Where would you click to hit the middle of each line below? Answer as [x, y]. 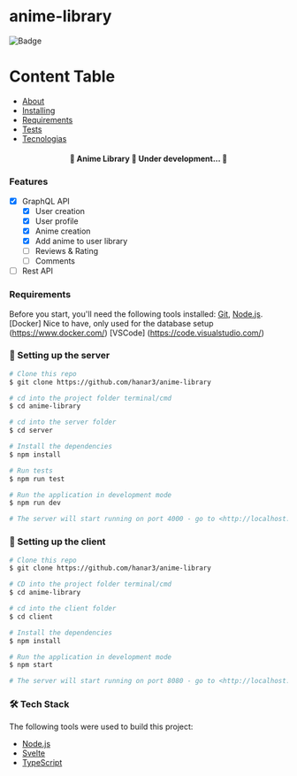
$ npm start [31, 665]
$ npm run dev [35, 503]
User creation [60, 211]
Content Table [62, 77]
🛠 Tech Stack [39, 704]
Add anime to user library [81, 242]
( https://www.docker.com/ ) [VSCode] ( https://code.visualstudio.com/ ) [137, 333]
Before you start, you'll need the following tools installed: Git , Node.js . [136, 314]
